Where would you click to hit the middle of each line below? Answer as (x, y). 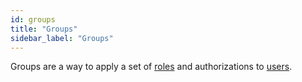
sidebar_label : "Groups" (62, 38)
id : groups (33, 19)
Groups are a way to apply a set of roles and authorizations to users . (151, 67)
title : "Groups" (44, 29)
